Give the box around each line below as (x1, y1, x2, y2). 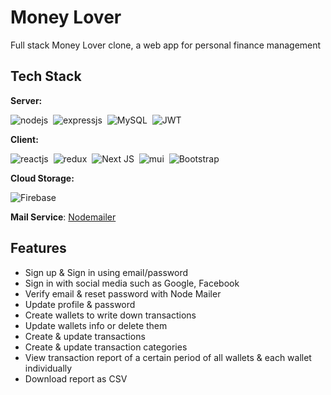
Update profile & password (24, 298, 136, 310)
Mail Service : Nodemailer (10, 211, 117, 223)
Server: (10, 94, 43, 106)
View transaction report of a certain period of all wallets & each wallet (24, 351, 312, 363)
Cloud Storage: (10, 172, 75, 184)
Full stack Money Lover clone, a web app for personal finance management (10, 39, 322, 51)
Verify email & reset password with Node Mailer (24, 287, 222, 300)
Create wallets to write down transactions (24, 309, 197, 321)
